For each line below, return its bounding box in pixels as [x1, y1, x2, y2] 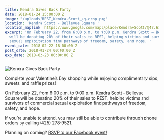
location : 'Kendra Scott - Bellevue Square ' [5, 20, 99, 26]
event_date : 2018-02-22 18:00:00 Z [5, 43, 78, 48]
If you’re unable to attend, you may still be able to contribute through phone [5, 115, 157, 121]
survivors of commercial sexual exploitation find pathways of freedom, [5, 100, 147, 106]
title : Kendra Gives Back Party [5, 7, 71, 12]
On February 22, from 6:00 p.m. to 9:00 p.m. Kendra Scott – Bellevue [5, 90, 144, 96]
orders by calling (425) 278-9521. [5, 120, 73, 126]
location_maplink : [5, 25, 42, 30]
